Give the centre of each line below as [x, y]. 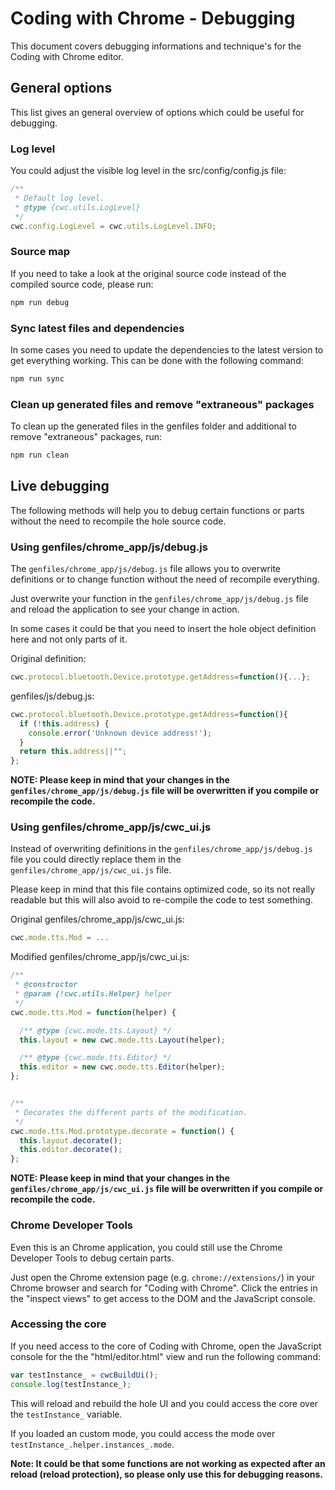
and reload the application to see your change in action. [125, 609]
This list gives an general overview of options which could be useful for [157, 112]
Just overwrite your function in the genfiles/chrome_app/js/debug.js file [159, 599]
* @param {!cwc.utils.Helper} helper [93, 994]
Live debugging [60, 486]
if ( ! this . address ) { [64, 723]
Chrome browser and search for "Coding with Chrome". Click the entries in [164, 1288]
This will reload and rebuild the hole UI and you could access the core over [164, 1403]
